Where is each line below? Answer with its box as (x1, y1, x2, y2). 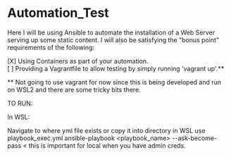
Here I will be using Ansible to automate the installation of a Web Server (7, 28, 216, 37)
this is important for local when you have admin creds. (28, 141, 187, 149)
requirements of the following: (7, 43, 95, 51)
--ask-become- (172, 134, 217, 142)
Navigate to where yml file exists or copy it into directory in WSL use (7, 126, 206, 134)
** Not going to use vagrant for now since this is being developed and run (7, 77, 222, 86)
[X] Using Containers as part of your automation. (7, 56, 149, 65)
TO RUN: (7, 99, 33, 107)
